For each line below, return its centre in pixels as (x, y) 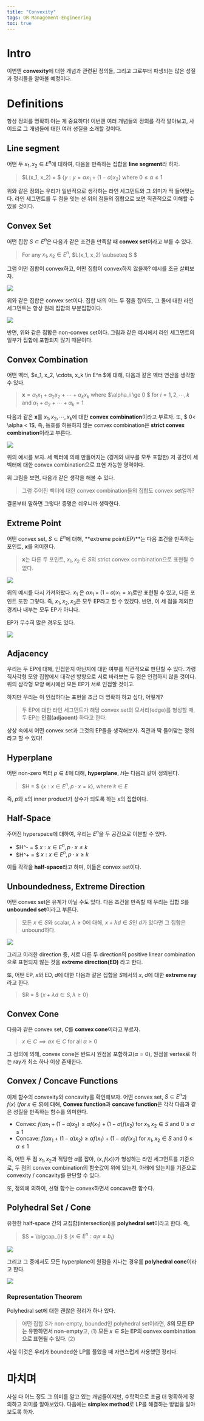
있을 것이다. (21, 206)
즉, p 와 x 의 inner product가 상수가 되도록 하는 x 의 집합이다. (77, 799)
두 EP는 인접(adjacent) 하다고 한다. (64, 718)
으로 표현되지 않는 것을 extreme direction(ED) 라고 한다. (75, 962)
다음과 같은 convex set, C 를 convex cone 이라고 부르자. (74, 1029)
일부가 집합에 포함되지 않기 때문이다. (50, 340)
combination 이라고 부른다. (39, 433)
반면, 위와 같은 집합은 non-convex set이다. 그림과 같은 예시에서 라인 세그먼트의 (101, 333)
